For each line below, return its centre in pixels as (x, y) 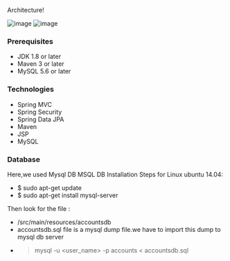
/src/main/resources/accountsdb (64, 222)
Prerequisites (30, 41)
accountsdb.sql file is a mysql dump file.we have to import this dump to (119, 229)
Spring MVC (35, 104)
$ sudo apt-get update (49, 187)
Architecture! (26, 10)
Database (24, 159)
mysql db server (41, 237)
